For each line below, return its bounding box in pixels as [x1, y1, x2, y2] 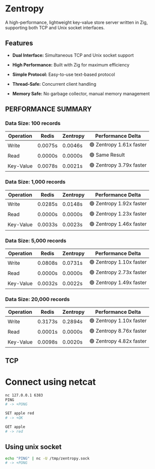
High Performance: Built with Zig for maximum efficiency [12, 61, 130, 67]
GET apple [5, 424, 26, 429]
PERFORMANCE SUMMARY [5, 105, 92, 114]
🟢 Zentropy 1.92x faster [89, 200, 147, 207]
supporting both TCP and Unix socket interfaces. [5, 24, 105, 30]
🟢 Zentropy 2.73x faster [89, 269, 147, 276]
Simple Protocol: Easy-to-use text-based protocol [12, 71, 115, 77]
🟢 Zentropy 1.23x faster [89, 210, 147, 217]
